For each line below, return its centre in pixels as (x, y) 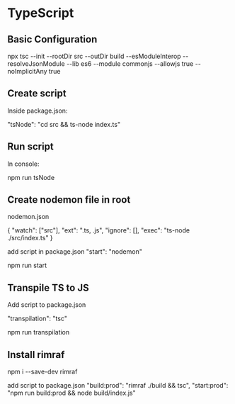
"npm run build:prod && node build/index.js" (71, 393)
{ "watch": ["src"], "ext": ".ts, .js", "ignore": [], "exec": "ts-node (98, 230)
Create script (37, 94)
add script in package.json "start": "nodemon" (75, 252)
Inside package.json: (38, 111)
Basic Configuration (52, 39)
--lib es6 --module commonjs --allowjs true (130, 64)
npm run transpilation (39, 332)
